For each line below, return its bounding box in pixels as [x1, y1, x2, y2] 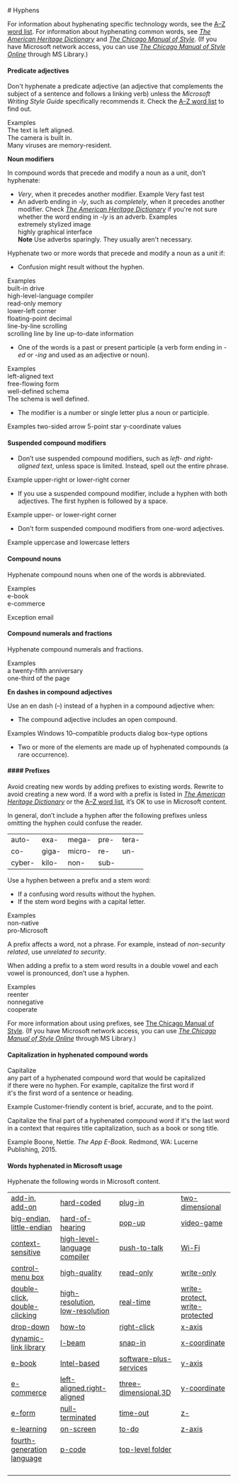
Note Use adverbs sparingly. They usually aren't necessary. [17, 235, 193, 244]
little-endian [11, 1222, 52, 1232]
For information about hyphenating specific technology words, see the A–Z [7, 20, 226, 28]
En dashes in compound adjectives [7, 687, 113, 696]
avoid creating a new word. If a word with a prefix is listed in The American [7, 790, 225, 799]
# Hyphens [7, 6, 40, 14]
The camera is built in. [7, 134, 72, 142]
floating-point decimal [7, 314, 72, 323]
